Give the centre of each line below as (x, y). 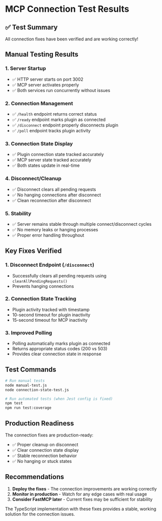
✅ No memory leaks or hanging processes (55, 229)
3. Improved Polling (29, 333)
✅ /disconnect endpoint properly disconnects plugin (65, 125)
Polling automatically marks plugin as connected (61, 343)
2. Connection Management (39, 103)
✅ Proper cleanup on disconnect (45, 445)
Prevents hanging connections (43, 286)
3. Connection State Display (39, 144)
